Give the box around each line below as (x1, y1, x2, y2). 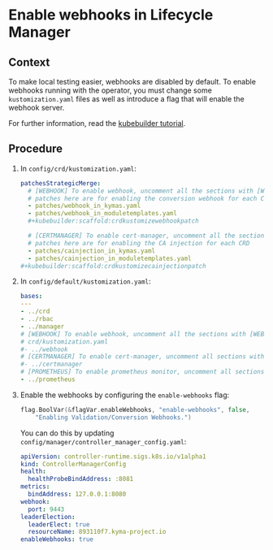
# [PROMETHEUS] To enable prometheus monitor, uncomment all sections (19, 368, 265, 376)
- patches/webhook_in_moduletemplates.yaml (28, 210, 177, 218)
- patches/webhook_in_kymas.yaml (28, 201, 141, 210)
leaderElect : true (28, 520, 90, 529)
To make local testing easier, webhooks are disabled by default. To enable (8, 77, 256, 86)
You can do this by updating (19, 428, 115, 438)
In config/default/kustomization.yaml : (19, 276, 152, 286)
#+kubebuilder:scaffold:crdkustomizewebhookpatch (28, 217, 199, 225)
